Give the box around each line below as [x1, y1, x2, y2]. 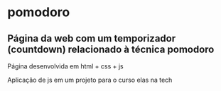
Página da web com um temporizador [7, 32, 176, 44]
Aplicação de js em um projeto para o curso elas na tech [7, 75, 173, 84]
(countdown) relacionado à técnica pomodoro [7, 43, 215, 55]
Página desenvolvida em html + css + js [7, 62, 124, 71]
